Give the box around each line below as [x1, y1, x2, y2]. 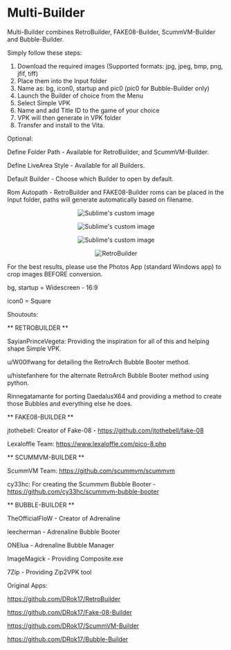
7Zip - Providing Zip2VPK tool [7, 568, 92, 576]
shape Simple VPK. [7, 344, 62, 353]
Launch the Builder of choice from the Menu [17, 91, 144, 100]
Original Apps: [7, 581, 48, 590]
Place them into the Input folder [17, 76, 107, 85]
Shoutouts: [7, 310, 38, 318]
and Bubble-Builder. [7, 35, 64, 43]
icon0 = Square [7, 297, 51, 305]
